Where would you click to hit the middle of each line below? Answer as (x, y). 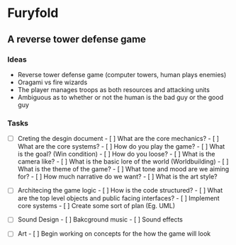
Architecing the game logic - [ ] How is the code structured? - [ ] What (120, 190)
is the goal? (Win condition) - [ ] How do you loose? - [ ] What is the (116, 154)
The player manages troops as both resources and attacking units (114, 89)
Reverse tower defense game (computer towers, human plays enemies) (122, 74)
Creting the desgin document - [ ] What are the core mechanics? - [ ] (118, 139)
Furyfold (33, 13)
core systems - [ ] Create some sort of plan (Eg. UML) (96, 206)
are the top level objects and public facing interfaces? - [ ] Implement (118, 198)
